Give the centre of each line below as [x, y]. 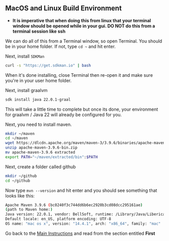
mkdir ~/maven [20, 133]
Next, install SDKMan [25, 56]
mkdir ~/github [21, 176]
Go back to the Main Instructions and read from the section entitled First [80, 233]
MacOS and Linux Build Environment [64, 8]
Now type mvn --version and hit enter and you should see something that [81, 190]
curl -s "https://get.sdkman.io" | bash [48, 65]
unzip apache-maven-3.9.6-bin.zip [41, 148]
